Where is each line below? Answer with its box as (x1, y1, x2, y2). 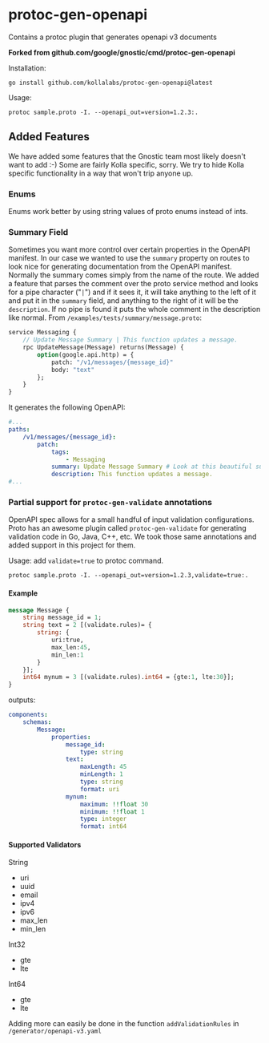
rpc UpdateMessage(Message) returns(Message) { (22, 343, 184, 352)
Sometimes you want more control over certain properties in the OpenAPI (8, 245, 251, 254)
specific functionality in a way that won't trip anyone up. (8, 168, 194, 178)
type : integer (79, 815, 127, 823)
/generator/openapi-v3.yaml (8, 1028, 102, 1036)
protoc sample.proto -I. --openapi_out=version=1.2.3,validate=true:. (8, 572, 249, 580)
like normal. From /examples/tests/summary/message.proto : (8, 313, 203, 322)
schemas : (22, 718, 52, 726)
